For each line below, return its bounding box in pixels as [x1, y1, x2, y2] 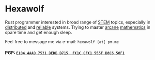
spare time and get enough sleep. [5, 29, 72, 35]
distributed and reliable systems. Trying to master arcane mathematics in [5, 24, 151, 30]
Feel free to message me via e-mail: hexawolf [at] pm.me [5, 38, 119, 44]
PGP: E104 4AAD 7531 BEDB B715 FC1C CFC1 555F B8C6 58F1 [5, 49, 125, 56]
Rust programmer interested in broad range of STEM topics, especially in [5, 19, 151, 25]
